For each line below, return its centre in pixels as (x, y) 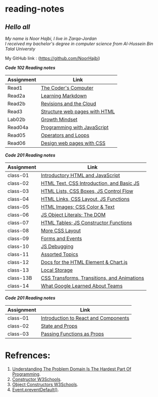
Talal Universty (20, 49)
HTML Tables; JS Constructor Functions (87, 223)
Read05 (17, 135)
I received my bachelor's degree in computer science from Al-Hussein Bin (79, 44)
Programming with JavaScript (75, 127)
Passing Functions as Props (72, 334)
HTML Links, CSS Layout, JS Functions (85, 199)
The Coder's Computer (67, 88)
